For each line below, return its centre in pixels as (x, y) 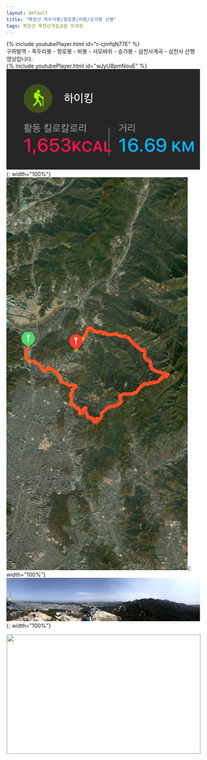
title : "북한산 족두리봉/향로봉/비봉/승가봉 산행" (61, 19)
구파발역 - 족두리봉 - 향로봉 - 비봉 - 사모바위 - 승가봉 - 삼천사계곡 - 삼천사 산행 (101, 52)
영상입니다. (20, 59)
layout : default (27, 13)
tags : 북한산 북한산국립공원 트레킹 (45, 26)
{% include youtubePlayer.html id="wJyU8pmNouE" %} (77, 66)
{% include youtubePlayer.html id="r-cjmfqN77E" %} (73, 44)
